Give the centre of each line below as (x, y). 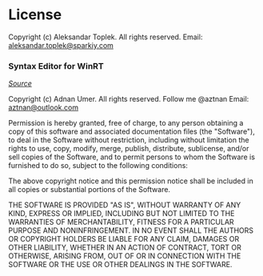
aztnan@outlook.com (43, 108)
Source (20, 84)
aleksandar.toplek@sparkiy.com (61, 45)
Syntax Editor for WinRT (56, 66)
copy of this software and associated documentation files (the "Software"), (132, 132)
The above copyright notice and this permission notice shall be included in (131, 181)
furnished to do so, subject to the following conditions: (98, 166)
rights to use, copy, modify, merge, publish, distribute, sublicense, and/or (129, 149)
